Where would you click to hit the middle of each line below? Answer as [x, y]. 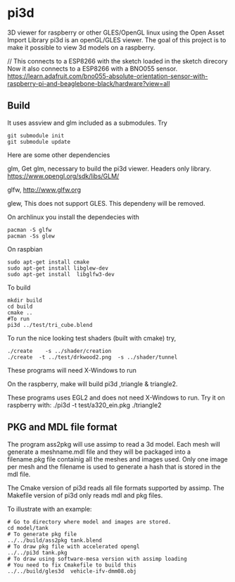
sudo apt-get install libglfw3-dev [61, 274]
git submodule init [36, 135]
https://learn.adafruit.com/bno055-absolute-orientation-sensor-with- [108, 76]
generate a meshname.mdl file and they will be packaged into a [99, 452]
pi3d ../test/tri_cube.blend [50, 325]
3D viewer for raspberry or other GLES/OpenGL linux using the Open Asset [116, 32]
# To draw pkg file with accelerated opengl [74, 546]
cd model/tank [28, 528]
